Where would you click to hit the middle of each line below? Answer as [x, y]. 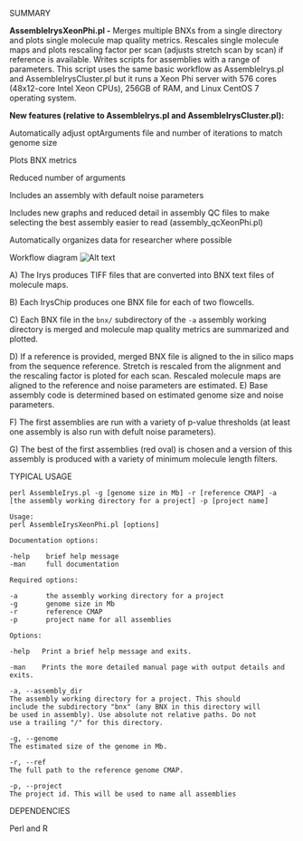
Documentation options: [54, 540]
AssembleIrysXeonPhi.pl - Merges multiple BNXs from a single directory [146, 30]
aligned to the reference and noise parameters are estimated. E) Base [139, 385]
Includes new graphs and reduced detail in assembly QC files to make [139, 213]
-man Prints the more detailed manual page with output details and [147, 667]
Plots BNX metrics [43, 160]
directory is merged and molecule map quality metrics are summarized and [149, 329]
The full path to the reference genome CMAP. [96, 770]
